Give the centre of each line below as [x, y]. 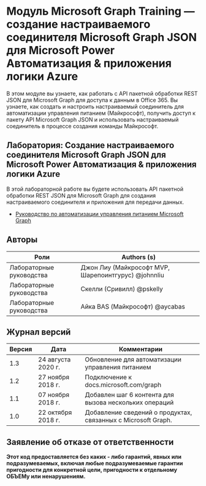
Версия [21, 349]
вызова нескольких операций [129, 403]
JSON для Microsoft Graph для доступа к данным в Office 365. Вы [92, 100]
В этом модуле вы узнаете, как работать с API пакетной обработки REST [102, 93]
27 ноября [53, 377]
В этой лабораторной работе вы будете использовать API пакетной [95, 189]
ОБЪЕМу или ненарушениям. [46, 476]
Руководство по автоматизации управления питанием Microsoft [99, 214]
